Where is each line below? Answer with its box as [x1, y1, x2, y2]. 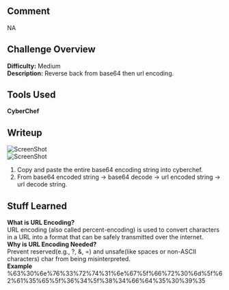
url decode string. [16, 180, 68, 189]
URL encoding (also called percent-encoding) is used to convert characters [7, 226, 220, 234]
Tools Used [7, 89, 56, 101]
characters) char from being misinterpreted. [7, 255, 131, 263]
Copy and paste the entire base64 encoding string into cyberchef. [16, 166, 203, 174]
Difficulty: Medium [7, 62, 62, 70]
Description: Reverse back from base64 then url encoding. [7, 69, 174, 77]
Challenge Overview [7, 44, 96, 56]
